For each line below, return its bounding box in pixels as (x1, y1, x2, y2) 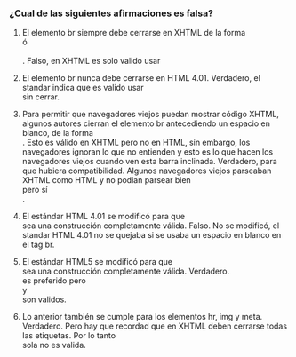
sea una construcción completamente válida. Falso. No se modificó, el (21, 220, 280, 231)
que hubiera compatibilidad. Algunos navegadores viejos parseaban (21, 165, 272, 176)
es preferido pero (21, 275, 86, 286)
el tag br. (21, 239, 55, 250)
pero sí (21, 185, 48, 195)
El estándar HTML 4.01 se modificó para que (21, 211, 185, 222)
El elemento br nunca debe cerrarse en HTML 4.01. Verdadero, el (21, 73, 260, 83)
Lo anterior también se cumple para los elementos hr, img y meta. (21, 312, 263, 322)
